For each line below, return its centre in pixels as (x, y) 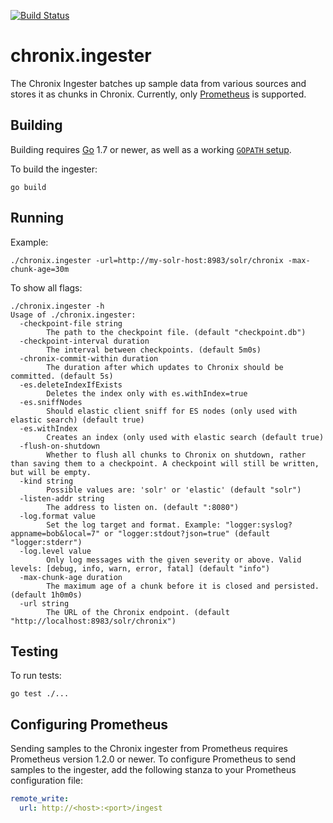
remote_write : (40, 799)
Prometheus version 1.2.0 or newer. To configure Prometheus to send (153, 759)
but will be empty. (51, 472)
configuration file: (46, 781)
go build (28, 187)
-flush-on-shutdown (60, 446)
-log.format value (58, 516)
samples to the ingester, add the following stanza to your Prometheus (153, 770)
